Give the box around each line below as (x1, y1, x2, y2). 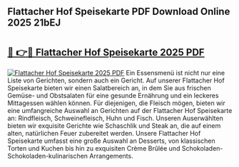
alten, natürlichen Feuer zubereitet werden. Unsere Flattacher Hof (7, 129, 201, 137)
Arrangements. (88, 152, 133, 160)
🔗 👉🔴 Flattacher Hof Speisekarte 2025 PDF (7, 46, 205, 58)
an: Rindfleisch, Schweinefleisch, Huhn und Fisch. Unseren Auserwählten (7, 114, 223, 122)
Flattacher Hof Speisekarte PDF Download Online (7, 6, 230, 18)
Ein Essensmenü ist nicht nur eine (126, 69, 225, 77)
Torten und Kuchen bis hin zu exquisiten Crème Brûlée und (7, 144, 180, 152)
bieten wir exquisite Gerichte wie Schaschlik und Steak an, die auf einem (7, 122, 221, 130)
